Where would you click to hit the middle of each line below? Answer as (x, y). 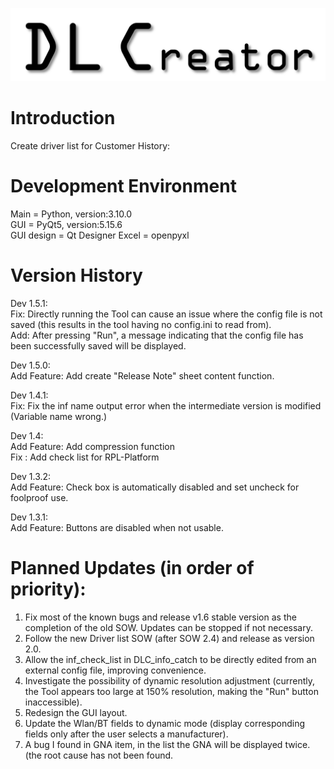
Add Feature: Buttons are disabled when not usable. (117, 527)
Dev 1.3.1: (29, 517)
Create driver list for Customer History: (90, 146)
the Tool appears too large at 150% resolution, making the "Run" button (171, 691)
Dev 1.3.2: (31, 476)
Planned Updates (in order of (132, 568)
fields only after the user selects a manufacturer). (126, 734)
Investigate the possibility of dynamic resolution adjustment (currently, (169, 680)
